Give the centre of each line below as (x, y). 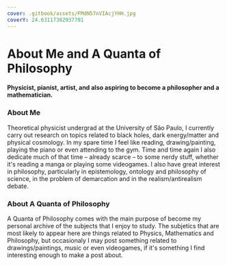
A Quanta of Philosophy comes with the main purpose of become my (104, 218)
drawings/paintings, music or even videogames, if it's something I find (106, 247)
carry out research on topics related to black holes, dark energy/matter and (113, 135)
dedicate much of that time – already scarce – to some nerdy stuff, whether (113, 157)
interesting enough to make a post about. (65, 255)
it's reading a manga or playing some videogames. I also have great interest (114, 164)
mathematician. (30, 95)
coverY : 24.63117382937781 (45, 20)
